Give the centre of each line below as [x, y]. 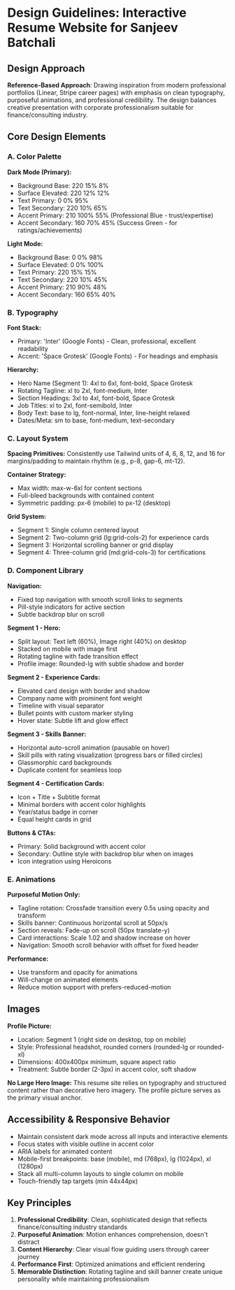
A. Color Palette [34, 157]
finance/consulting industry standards [72, 1227]
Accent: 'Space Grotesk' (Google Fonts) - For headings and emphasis [117, 356]
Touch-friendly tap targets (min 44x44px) [78, 1181]
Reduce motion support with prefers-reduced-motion [94, 987]
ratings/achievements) [50, 230]
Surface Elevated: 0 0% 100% [60, 264]
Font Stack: [24, 327]
